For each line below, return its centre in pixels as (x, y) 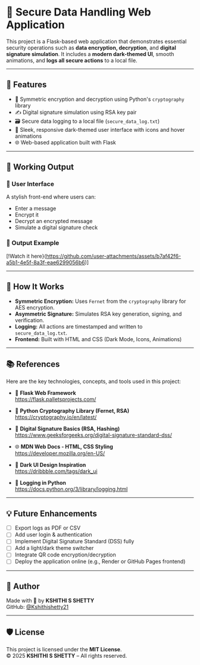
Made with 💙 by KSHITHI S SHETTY (50, 601)
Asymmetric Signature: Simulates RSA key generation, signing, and (98, 314)
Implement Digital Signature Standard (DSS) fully (74, 542)
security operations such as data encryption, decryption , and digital (91, 48)
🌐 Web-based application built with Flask (65, 142)
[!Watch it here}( (26, 256)
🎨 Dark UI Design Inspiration (50, 465)
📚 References (33, 364)
